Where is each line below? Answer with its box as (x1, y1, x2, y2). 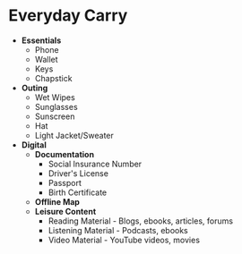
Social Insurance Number (48, 158, 143, 169)
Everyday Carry (8, 5, 128, 26)
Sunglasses (34, 101, 78, 112)
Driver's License (48, 167, 109, 179)
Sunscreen (34, 111, 75, 122)
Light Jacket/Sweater (34, 130, 114, 140)
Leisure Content (34, 206, 97, 216)
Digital (21, 140, 47, 150)
